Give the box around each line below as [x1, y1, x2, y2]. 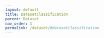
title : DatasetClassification [5, 12, 68, 17]
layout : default [5, 7, 39, 12]
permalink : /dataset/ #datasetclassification [5, 26, 99, 31]
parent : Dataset [5, 16, 39, 21]
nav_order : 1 [5, 21, 32, 26]
